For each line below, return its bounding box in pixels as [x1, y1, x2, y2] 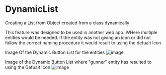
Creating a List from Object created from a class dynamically [5, 20, 130, 26]
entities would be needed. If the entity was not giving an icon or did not [5, 35, 151, 40]
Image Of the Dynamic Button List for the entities [5, 49, 105, 55]
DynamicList [5, 3, 58, 15]
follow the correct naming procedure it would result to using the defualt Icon [5, 39, 162, 45]
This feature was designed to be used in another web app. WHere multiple [5, 29, 158, 35]
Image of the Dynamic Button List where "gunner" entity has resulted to [5, 59, 152, 65]
